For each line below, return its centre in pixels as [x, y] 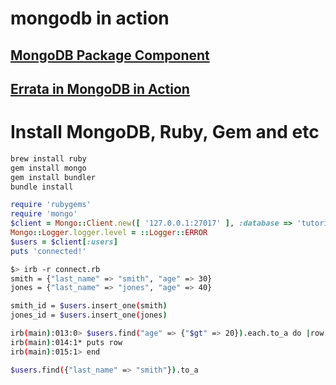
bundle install [42, 187]
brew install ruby [48, 158]
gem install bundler [53, 177]
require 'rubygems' [51, 205]
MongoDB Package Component [110, 55]
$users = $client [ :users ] [64, 242]
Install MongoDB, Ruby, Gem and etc [165, 132]
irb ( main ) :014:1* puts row [66, 342]
